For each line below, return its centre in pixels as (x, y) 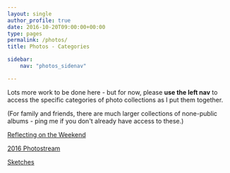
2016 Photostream (34, 148)
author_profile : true (39, 20)
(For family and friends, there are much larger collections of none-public (112, 113)
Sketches (21, 162)
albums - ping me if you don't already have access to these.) (96, 121)
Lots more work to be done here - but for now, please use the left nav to (113, 92)
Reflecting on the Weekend (47, 134)
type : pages (25, 34)
